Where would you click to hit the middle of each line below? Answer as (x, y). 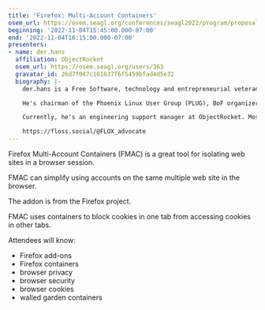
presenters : (28, 45)
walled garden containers (61, 297)
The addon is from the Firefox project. (70, 201)
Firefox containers (49, 264)
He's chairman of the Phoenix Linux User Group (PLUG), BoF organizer (141, 103)
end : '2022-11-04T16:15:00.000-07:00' (72, 37)
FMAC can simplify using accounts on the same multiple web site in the (124, 177)
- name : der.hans (37, 52)
